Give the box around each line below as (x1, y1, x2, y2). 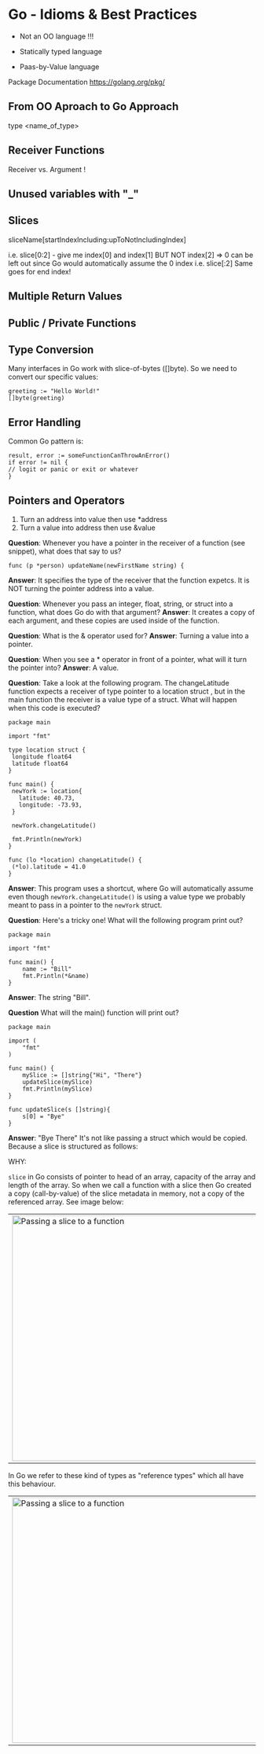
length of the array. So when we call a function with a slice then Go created (8, 1180, 251, 1190)
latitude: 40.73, (18, 794, 76, 802)
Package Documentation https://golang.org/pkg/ (8, 77, 165, 86)
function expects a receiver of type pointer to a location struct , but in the (8, 686, 246, 696)
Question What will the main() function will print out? (8, 1008, 179, 1017)
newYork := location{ (11, 787, 82, 795)
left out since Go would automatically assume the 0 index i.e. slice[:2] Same (8, 258, 253, 268)
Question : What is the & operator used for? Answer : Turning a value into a (8, 631, 249, 640)
